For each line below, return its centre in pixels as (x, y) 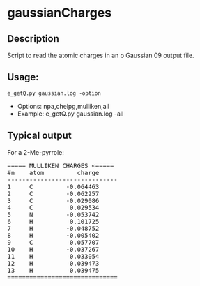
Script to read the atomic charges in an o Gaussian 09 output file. (101, 55)
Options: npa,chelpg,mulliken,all (63, 106)
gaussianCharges (60, 13)
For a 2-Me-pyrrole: (36, 152)
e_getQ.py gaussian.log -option (54, 93)
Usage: (23, 77)
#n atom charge (53, 173)
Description (33, 39)
